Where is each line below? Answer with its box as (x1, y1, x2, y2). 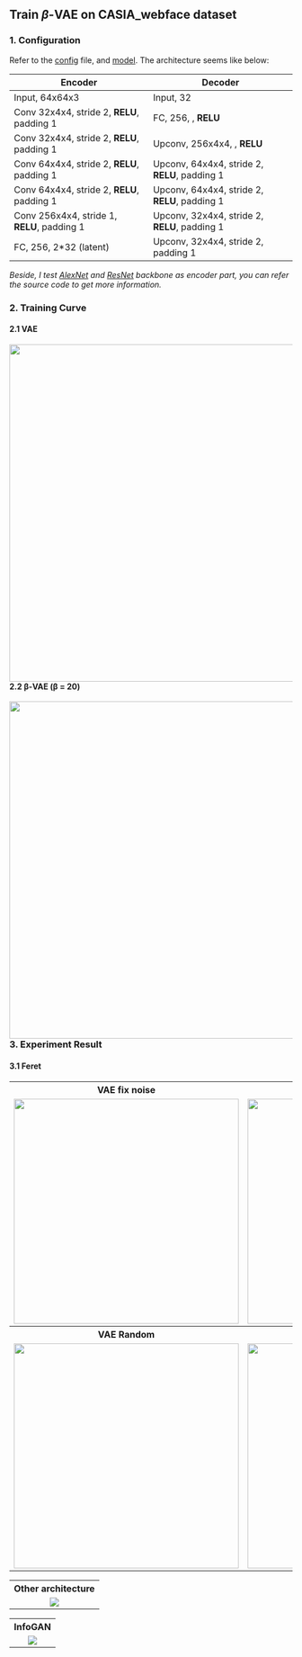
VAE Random (97, 1328, 155, 1340)
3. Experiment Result (9, 1038, 102, 1051)
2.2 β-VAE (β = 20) (9, 681, 81, 692)
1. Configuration (9, 34, 81, 47)
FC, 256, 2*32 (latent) (13, 240, 110, 253)
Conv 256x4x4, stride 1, (13, 209, 118, 221)
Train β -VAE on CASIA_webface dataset (9, 7, 237, 22)
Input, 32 (152, 91, 191, 103)
